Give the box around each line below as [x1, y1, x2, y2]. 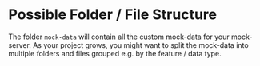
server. [8, 40, 32, 49]
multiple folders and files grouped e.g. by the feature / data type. [8, 49, 222, 58]
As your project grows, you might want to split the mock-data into [33, 40, 250, 49]
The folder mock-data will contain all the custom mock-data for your [8, 32, 230, 41]
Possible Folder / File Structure [8, 6, 218, 24]
